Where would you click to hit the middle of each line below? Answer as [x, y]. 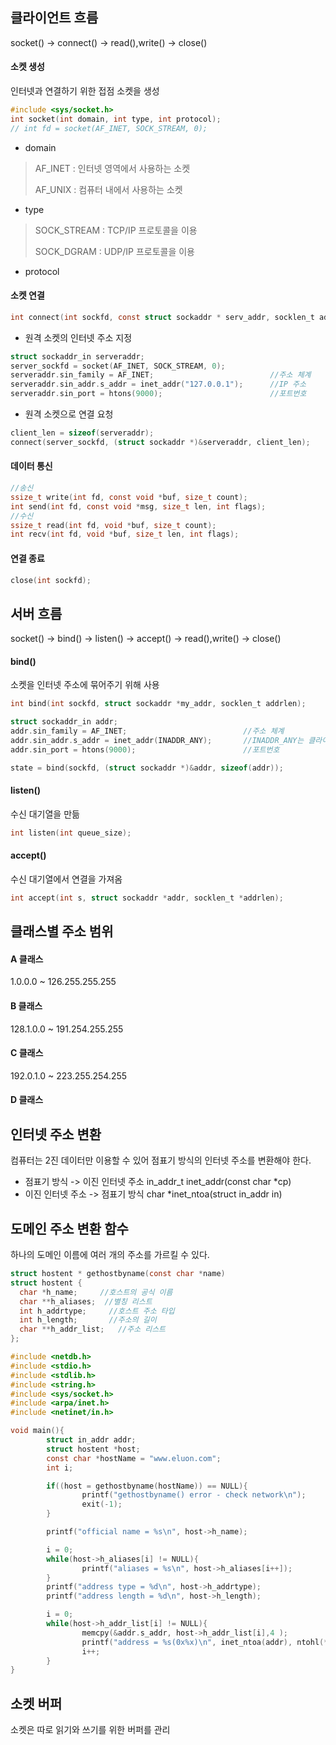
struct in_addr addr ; [91, 1440]
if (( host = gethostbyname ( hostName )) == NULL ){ [147, 1486]
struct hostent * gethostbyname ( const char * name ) [118, 1274]
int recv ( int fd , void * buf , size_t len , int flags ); [125, 534]
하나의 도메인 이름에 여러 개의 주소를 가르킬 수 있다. [110, 1255]
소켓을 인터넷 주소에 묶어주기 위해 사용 [85, 685]
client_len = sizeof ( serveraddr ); [82, 433]
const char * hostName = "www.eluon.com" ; [134, 1458]
